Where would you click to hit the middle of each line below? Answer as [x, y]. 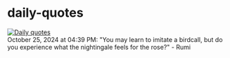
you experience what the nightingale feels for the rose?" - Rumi [99, 47]
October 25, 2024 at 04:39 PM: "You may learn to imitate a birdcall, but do [115, 39]
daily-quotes [45, 13]
